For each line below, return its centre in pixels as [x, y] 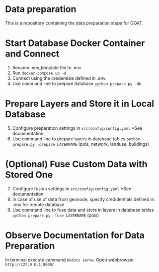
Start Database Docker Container [75, 43]
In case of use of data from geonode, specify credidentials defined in [83, 199]
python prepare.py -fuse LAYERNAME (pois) [56, 215]
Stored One [29, 175]
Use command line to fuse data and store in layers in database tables [83, 210]
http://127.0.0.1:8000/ [30, 265]
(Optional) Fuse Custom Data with [76, 164]
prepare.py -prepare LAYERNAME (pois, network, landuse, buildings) [80, 144]
